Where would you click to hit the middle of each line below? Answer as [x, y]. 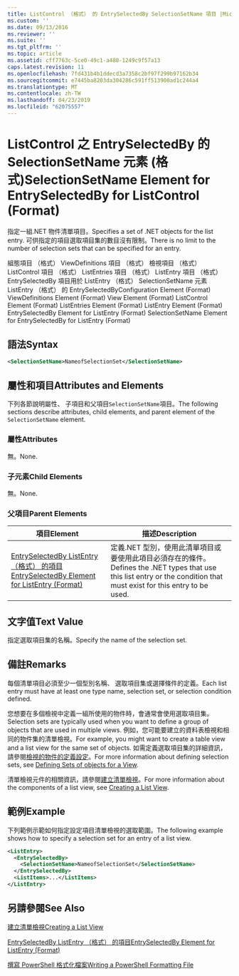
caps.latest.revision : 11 [46, 67]
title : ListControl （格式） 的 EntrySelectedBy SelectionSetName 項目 [112, 14]
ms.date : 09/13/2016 [38, 27]
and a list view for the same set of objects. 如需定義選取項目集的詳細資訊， [117, 748]
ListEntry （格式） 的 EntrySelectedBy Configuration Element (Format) [109, 289]
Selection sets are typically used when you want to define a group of [108, 721]
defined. [20, 699]
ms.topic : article [34, 54]
